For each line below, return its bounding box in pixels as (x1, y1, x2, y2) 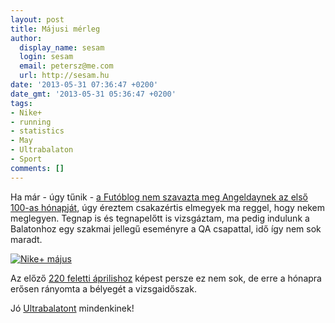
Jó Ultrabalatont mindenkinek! (10, 302, 135, 314)
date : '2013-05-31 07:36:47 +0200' (10, 80, 159, 90)
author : (10, 33, 43, 43)
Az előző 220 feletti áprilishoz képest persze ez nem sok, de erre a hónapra (10, 272, 322, 284)
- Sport (10, 154, 43, 164)
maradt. (10, 233, 43, 245)
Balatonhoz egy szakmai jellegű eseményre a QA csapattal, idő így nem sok (10, 222, 322, 235)
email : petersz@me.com (19, 61, 114, 71)
